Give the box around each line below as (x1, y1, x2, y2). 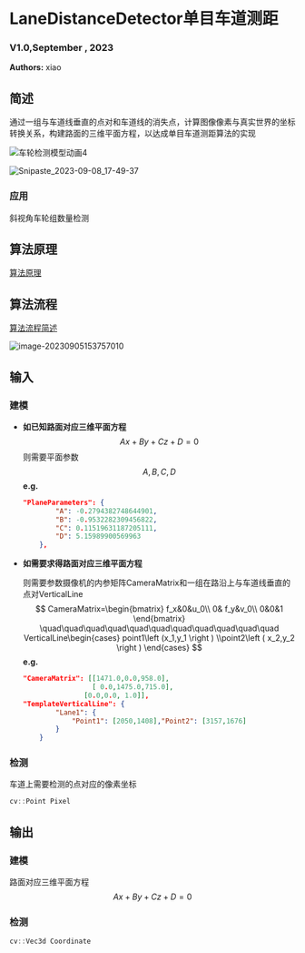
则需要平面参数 (22, 451, 79, 462)
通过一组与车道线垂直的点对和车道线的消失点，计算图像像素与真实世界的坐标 (9, 117, 296, 127)
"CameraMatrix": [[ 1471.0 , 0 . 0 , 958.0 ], (22, 674, 170, 684)
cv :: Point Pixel (9, 797, 71, 806)
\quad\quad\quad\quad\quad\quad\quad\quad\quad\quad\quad (39, 623, 280, 634)
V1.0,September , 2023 (9, 42, 114, 55)
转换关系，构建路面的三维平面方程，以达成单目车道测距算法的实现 (9, 128, 256, 139)
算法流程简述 (9, 322, 57, 333)
